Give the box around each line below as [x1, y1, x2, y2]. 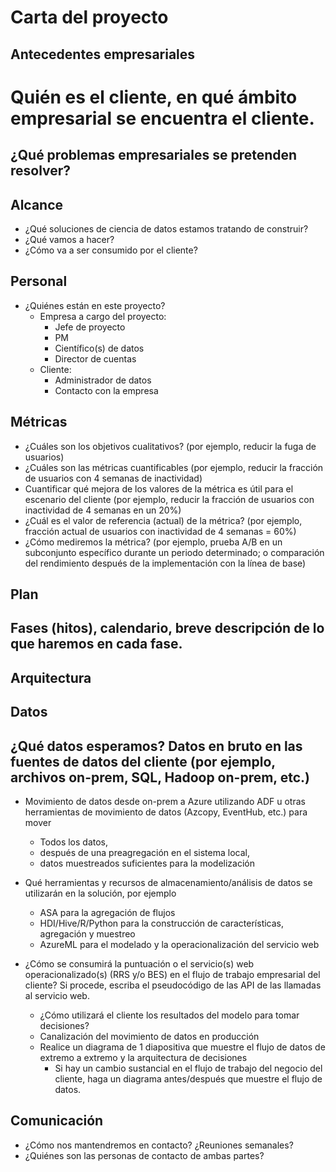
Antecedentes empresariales [10, 46, 196, 63]
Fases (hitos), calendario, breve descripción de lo [10, 620, 325, 637]
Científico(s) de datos [54, 342, 145, 354]
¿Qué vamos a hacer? [24, 233, 115, 245]
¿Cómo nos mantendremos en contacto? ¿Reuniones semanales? [24, 1139, 294, 1151]
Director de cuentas [54, 352, 137, 365]
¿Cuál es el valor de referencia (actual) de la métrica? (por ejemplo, [24, 514, 303, 526]
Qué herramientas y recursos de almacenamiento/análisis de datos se [24, 876, 313, 888]
